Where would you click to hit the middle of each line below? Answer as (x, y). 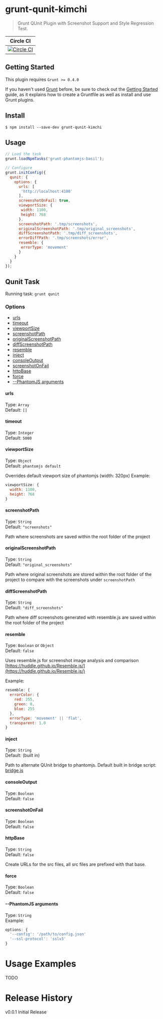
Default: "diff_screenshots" (34, 608)
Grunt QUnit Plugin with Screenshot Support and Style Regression (86, 23)
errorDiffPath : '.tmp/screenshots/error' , (63, 238)
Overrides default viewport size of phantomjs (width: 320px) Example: (78, 476)
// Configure (19, 168)
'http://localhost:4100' (47, 191)
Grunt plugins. (20, 100)
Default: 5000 (19, 438)
